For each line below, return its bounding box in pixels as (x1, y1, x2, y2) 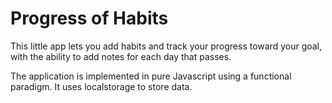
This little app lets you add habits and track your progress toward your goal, (10, 40, 323, 52)
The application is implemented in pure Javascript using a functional (10, 70, 292, 82)
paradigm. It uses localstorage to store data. (10, 80, 193, 92)
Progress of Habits (10, 7, 169, 30)
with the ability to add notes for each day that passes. (10, 50, 232, 62)
